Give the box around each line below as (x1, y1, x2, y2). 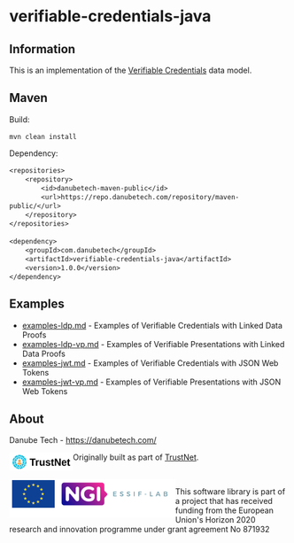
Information (9, 42, 76, 57)
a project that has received (175, 496, 273, 507)
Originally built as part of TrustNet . (73, 452, 199, 462)
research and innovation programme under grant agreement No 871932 (9, 524, 270, 535)
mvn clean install (9, 132, 77, 141)
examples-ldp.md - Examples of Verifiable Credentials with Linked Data (21, 320, 283, 330)
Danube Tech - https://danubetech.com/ (9, 435, 157, 446)
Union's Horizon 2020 (175, 515, 256, 525)
